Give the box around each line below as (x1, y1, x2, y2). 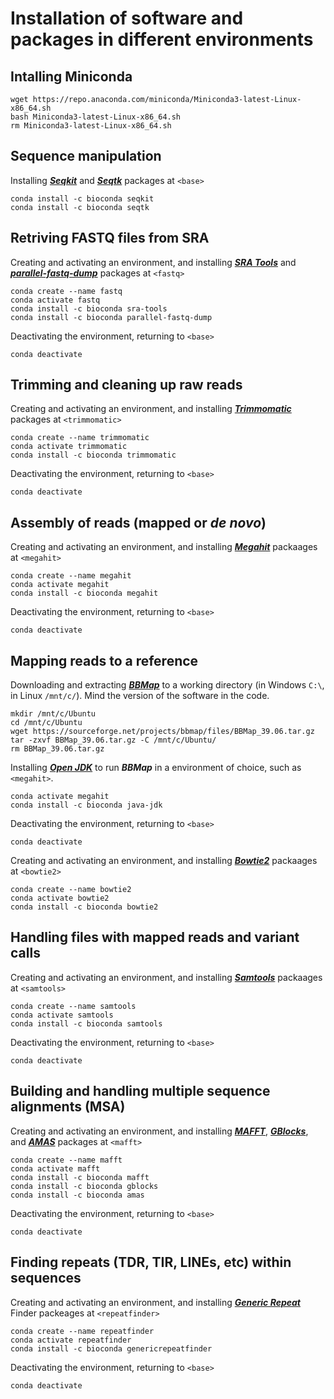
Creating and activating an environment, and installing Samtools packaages (10, 971, 323, 983)
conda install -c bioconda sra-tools (10, 303, 168, 314)
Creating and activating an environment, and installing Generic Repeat (10, 1296, 301, 1308)
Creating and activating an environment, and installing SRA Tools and (10, 256, 297, 268)
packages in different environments (10, 28, 314, 51)
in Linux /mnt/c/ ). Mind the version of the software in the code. (10, 690, 270, 702)
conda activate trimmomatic (10, 442, 128, 452)
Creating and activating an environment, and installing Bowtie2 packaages (10, 855, 318, 867)
